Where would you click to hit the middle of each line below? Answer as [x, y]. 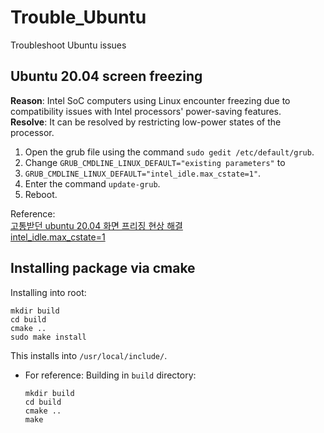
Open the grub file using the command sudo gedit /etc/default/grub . [169, 152]
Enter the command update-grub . [92, 183]
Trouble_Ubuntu [78, 17]
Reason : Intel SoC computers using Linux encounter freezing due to [150, 100]
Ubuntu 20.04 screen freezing [106, 76]
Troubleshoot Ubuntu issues [68, 45]
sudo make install [48, 337]
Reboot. [41, 194]
